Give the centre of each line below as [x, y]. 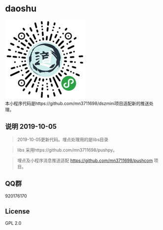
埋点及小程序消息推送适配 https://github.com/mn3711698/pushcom [85, 160]
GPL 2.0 [13, 223]
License [17, 211]
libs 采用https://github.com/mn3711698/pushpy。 [67, 150]
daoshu [21, 9]
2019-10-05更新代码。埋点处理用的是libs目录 [63, 139]
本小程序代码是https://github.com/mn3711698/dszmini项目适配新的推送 [77, 103]
